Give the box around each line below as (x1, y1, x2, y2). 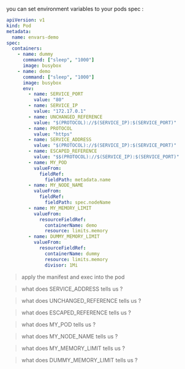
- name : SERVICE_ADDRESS (28, 137, 92, 143)
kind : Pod (6, 23, 32, 29)
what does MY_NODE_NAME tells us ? (21, 332, 118, 340)
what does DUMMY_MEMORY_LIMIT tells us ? (21, 356, 138, 363)
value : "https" (33, 131, 72, 137)
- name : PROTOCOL (28, 125, 72, 131)
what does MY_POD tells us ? (21, 321, 96, 328)
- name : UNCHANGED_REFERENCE (28, 113, 103, 120)
